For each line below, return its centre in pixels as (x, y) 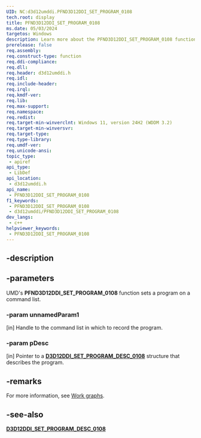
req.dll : (17, 67)
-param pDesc (28, 343)
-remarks (24, 381)
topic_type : (21, 156)
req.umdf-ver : (24, 145)
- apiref (20, 162)
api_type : (19, 167)
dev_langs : (20, 218)
